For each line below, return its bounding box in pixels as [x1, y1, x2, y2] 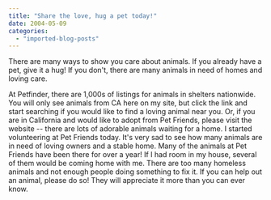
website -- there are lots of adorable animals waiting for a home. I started [8, 124, 252, 134]
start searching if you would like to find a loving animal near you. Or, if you [8, 107, 256, 117]
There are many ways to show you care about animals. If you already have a [8, 57, 262, 66]
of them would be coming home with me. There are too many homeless [8, 159, 247, 168]
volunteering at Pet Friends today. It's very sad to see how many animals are [8, 133, 263, 143]
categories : [8, 27, 49, 35]
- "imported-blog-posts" [15, 34, 100, 43]
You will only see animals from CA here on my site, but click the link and [8, 98, 248, 108]
